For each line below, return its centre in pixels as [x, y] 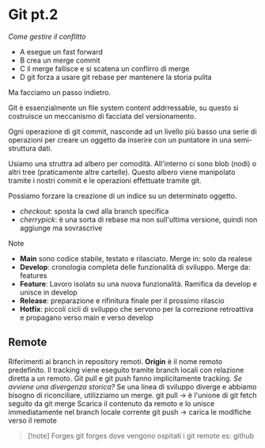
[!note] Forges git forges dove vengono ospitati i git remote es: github [141, 435]
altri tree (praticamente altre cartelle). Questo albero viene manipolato [122, 172]
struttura [23, 148]
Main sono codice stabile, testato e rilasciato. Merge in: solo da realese [136, 258]
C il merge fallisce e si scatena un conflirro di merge [104, 68]
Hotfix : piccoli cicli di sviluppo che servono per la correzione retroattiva [136, 309]
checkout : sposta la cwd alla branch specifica [94, 211]
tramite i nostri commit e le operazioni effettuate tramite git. [105, 180]
